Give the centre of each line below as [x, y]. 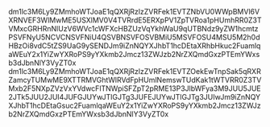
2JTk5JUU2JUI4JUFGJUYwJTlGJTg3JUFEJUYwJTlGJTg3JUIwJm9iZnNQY [135, 97]
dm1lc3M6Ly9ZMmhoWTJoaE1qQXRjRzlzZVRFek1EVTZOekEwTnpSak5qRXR [135, 71]
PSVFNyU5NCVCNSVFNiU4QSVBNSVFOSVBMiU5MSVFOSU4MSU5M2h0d [134, 37]
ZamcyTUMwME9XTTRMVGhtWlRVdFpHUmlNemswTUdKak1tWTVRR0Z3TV [135, 80]
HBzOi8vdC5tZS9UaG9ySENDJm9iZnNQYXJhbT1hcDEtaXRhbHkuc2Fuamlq [135, 46]
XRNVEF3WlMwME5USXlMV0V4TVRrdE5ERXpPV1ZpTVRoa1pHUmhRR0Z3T [135, 20]
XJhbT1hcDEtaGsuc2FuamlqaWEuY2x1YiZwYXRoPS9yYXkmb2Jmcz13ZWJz [135, 105]
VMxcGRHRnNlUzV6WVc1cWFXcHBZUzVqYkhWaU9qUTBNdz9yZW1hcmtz [134, 29]
